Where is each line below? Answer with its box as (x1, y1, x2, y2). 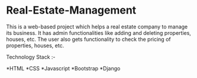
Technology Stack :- (6, 53, 56, 60)
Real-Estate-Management (6, 4, 137, 17)
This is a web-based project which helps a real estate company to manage (6, 23, 188, 30)
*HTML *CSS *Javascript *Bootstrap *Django (6, 64, 121, 71)
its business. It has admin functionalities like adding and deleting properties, (6, 29, 191, 36)
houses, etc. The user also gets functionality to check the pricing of (6, 35, 171, 43)
